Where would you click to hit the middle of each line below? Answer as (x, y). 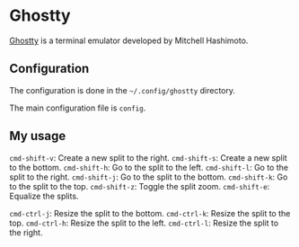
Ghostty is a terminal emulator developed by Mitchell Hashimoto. (129, 40)
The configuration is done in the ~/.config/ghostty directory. (123, 90)
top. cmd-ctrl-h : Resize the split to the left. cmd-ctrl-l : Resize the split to (144, 223)
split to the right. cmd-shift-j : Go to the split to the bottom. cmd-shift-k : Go (149, 177)
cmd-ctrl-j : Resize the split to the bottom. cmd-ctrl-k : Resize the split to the (150, 213)
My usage (38, 136)
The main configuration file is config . (78, 108)
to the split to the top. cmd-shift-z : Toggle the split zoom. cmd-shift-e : (140, 186)
